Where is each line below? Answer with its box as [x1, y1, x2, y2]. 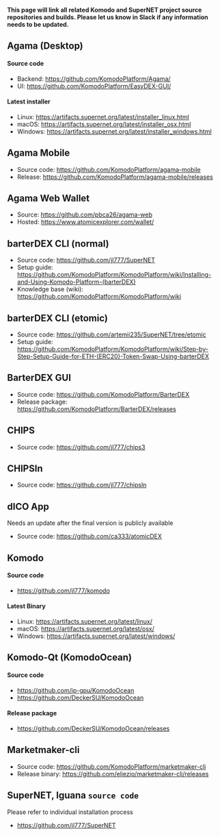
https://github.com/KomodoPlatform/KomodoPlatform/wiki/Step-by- [16, 345, 208, 354]
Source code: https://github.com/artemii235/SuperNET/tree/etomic [16, 330, 206, 339]
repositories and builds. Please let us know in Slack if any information [7, 13, 208, 21]
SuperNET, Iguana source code [7, 789, 139, 801]
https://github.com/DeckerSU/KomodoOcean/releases [16, 724, 170, 733]
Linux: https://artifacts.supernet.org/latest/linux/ [16, 617, 152, 626]
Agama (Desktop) [7, 40, 83, 52]
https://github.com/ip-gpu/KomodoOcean [16, 686, 135, 694]
